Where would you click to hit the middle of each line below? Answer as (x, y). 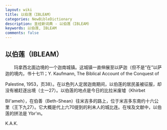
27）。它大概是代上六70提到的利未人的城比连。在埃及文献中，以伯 (94, 107)
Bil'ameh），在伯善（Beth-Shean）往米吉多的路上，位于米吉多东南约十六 (80, 101)
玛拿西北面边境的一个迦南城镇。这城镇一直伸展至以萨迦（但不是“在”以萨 (88, 67)
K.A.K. (12, 123)
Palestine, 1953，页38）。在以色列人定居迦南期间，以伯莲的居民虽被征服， (81, 84)
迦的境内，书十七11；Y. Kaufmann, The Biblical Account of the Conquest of (82, 73)
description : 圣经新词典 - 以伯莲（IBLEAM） (48, 24)
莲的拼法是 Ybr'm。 (25, 113)
